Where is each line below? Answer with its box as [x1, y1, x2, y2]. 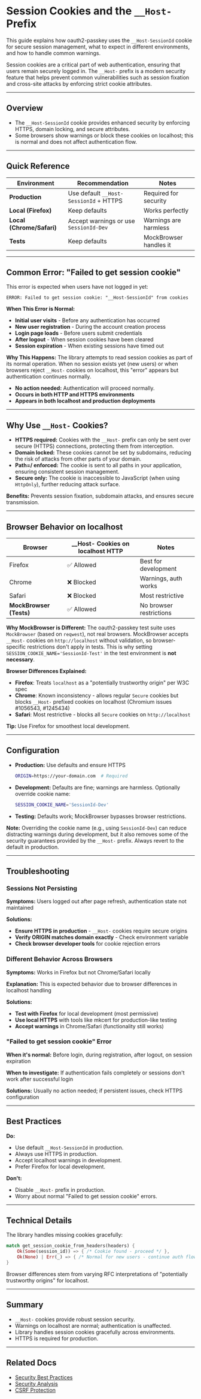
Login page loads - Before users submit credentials [14, 329, 142, 337]
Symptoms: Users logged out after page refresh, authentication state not [6, 898, 187, 905]
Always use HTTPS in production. [14, 1150, 98, 1157]
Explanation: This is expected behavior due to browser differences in [6, 980, 178, 988]
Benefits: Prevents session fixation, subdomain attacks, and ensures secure [6, 492, 194, 499]
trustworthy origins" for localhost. [6, 1277, 90, 1284]
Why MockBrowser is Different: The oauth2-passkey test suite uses [6, 624, 176, 631]
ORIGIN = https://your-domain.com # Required [14, 773, 128, 779]
